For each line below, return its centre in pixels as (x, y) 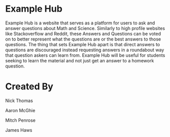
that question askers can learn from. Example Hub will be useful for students (85, 55)
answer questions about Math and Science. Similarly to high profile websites (85, 28)
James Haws (19, 130)
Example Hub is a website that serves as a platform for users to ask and (80, 23)
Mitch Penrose (20, 120)
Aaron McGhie (20, 110)
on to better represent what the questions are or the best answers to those (83, 39)
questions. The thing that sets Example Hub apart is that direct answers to (83, 44)
